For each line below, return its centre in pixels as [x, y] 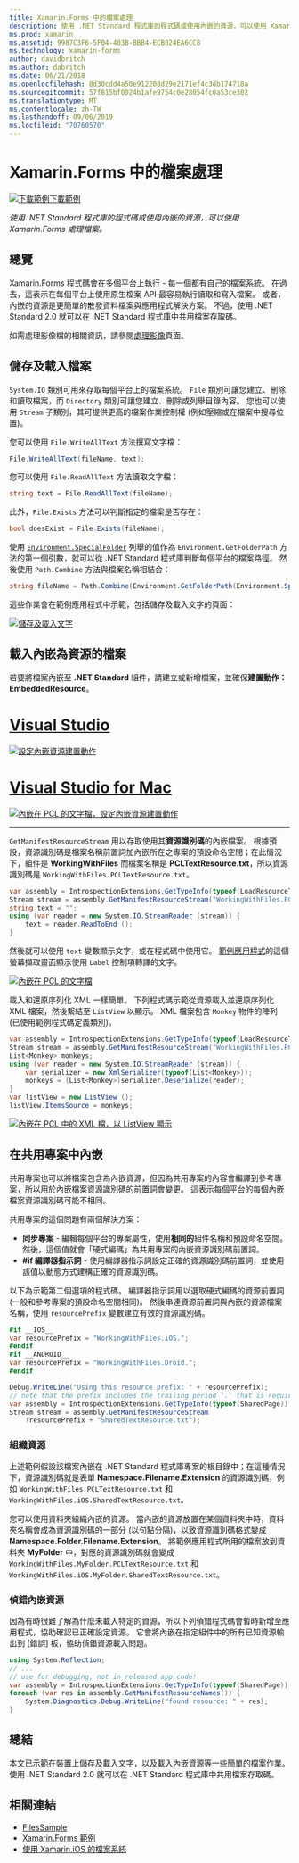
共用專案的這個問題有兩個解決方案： [76, 1218]
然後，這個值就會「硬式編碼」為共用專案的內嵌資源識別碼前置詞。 [143, 1249]
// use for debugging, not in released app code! [103, 1676]
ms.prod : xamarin [41, 34]
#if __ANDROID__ [39, 1355]
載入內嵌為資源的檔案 [68, 654]
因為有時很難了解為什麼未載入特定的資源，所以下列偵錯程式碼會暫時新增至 [145, 1620]
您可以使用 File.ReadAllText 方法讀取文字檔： [94, 477]
